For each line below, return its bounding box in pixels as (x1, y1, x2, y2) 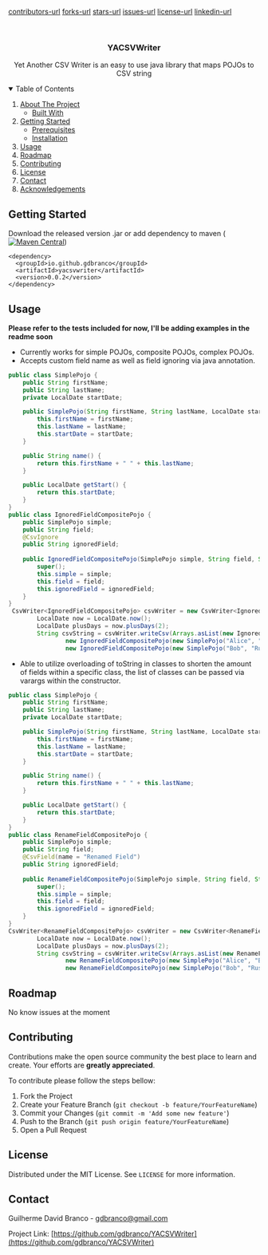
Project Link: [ (8, 1229, 54, 1239)
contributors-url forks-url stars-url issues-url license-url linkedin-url (8, 7, 232, 16)
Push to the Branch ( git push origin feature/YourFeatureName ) (19, 1116, 230, 1126)
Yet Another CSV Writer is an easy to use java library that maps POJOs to (14, 60, 254, 70)
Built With (31, 108, 64, 118)
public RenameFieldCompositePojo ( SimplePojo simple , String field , (22, 875, 251, 883)
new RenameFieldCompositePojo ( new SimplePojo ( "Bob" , (65, 965, 245, 973)
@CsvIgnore (22, 533, 59, 541)
